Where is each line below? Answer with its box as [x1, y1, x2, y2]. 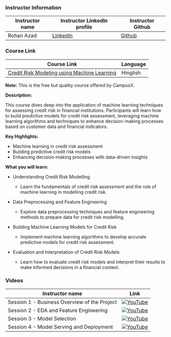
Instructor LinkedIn [60, 17, 108, 24]
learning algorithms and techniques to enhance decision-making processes [5, 118, 164, 124]
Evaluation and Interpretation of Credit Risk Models [12, 249, 120, 255]
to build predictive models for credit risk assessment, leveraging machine [5, 112, 159, 118]
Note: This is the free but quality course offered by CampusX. [5, 82, 135, 88]
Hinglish [121, 69, 141, 76]
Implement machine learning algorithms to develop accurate [20, 233, 147, 240]
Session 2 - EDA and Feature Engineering [8, 307, 108, 314]
